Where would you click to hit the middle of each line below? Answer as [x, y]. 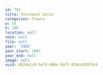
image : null [17, 60]
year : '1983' [18, 46]
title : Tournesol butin [30, 14]
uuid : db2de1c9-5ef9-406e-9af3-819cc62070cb [51, 65]
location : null [21, 33]
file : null [16, 42]
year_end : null [21, 56]
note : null [16, 37]
